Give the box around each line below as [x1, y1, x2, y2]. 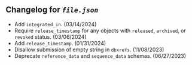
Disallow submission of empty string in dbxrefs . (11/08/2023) [14, 46, 164, 53]
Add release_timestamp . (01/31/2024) [14, 39, 106, 47]
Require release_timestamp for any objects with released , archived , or [14, 27, 187, 34]
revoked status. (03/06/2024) [14, 33, 87, 41]
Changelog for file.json [5, 5, 99, 15]
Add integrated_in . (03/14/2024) [14, 20, 97, 27]
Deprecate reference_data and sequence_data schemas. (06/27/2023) [14, 52, 187, 59]
